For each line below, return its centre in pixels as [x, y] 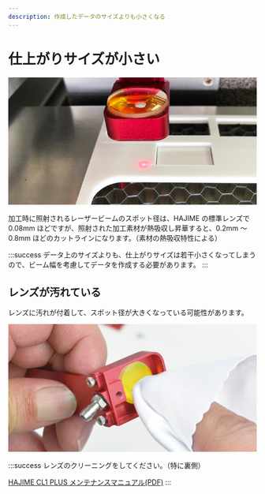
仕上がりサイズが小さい [84, 59]
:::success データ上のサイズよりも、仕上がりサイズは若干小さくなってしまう [132, 255]
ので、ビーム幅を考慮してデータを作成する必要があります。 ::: [108, 265]
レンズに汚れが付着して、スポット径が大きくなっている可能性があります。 [128, 312]
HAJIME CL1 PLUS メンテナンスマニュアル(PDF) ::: [90, 482]
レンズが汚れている [54, 292]
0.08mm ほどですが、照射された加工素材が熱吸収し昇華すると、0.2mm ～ [128, 228]
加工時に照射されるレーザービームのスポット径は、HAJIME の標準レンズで [129, 219]
